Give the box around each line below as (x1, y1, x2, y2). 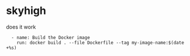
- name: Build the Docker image (11, 34, 91, 40)
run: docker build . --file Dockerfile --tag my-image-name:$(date (16, 40, 184, 45)
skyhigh (6, 4, 47, 17)
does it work (6, 23, 36, 30)
